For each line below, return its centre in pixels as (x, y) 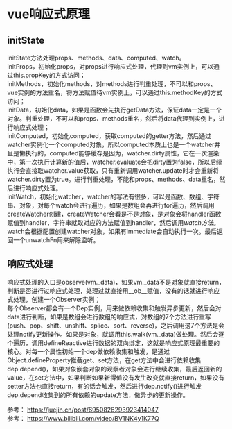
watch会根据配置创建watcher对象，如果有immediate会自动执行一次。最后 (112, 231)
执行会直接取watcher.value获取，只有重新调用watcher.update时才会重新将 (113, 170)
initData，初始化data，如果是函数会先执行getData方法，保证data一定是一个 (115, 110)
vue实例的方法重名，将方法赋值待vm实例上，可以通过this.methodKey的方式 (115, 92)
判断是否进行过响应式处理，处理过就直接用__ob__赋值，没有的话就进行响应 (114, 291)
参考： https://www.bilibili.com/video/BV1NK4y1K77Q (83, 418)
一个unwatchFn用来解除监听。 (56, 240)
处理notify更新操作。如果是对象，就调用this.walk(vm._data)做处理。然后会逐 (116, 334)
